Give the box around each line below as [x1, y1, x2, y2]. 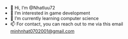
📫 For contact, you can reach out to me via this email [10, 21, 123, 27]
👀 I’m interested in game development [10, 10, 91, 16]
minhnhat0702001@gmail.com [10, 28, 75, 34]
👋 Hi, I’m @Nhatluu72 [10, 5, 55, 10]
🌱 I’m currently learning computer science [10, 15, 99, 21]
